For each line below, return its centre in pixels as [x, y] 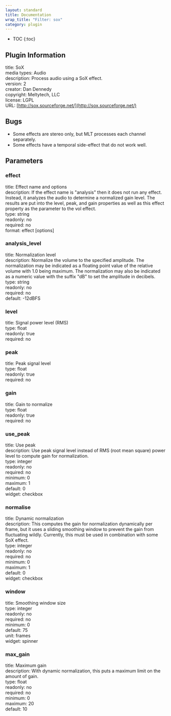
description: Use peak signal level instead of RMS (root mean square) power [86, 451]
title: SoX [15, 68]
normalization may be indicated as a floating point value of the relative [79, 265]
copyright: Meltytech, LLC [33, 95]
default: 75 [17, 630]
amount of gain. [22, 676]
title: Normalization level [31, 255]
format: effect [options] [30, 230]
